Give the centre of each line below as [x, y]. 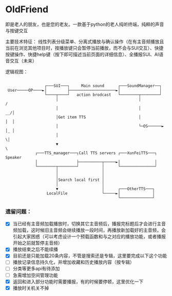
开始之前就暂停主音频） [37, 243]
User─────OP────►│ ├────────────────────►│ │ [84, 90]
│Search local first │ [80, 180]
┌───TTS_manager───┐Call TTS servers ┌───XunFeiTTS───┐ [96, 153]
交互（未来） [23, 60]
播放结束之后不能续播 [35, 249]
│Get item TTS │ [98, 117]
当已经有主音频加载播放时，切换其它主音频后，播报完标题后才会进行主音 [89, 224]
